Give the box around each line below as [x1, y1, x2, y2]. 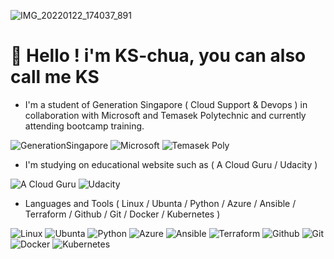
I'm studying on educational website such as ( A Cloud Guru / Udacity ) [24, 158, 318, 170]
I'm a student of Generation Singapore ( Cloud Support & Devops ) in [24, 98, 308, 110]
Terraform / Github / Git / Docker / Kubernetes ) [24, 208, 221, 220]
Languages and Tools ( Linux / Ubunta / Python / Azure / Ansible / [24, 197, 297, 209]
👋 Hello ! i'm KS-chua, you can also [10, 45, 307, 67]
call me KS [10, 66, 100, 89]
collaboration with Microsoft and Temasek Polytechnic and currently [24, 109, 307, 121]
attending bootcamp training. [24, 120, 145, 132]
